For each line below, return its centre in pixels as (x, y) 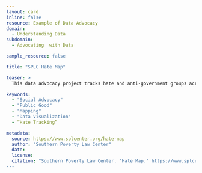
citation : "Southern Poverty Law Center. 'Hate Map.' (80, 161)
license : (23, 156)
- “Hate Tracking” (35, 122)
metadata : (19, 133)
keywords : (19, 94)
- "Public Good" (32, 106)
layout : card (23, 12)
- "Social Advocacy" (37, 100)
